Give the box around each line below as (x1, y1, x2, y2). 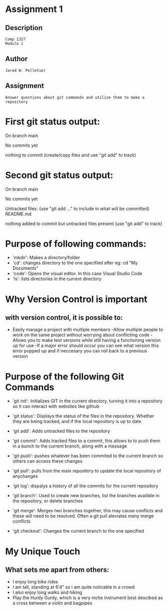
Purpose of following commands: (5, 238, 146, 249)
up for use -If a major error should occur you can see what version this (12, 342, 159, 349)
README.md (5, 211, 32, 217)
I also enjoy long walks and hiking (12, 589, 82, 595)
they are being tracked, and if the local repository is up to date (12, 419, 141, 425)
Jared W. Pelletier (5, 68, 46, 73)
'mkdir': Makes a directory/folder (12, 255, 80, 261)
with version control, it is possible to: (5, 313, 123, 322)
